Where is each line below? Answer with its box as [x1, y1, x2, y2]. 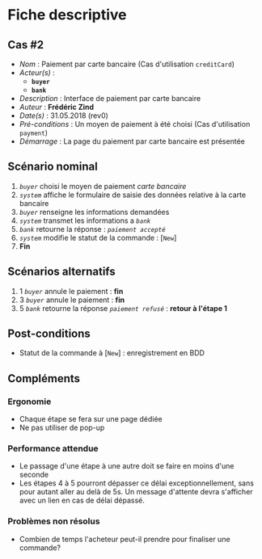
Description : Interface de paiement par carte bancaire [19, 94, 201, 103]
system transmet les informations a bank [19, 216, 151, 225]
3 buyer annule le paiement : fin [19, 295, 125, 305]
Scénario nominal [7, 160, 98, 174]
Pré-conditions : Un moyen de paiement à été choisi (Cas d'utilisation [19, 120, 251, 128]
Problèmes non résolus [7, 515, 100, 527]
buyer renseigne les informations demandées [19, 207, 170, 216]
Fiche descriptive [7, 6, 127, 24]
